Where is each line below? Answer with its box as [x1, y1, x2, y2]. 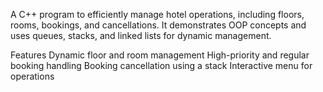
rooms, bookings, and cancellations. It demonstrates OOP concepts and [10, 19, 307, 31]
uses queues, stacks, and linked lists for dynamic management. [10, 30, 272, 41]
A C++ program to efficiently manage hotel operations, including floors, [10, 9, 305, 20]
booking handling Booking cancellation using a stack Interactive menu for [10, 60, 313, 71]
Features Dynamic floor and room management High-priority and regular [10, 49, 310, 61]
